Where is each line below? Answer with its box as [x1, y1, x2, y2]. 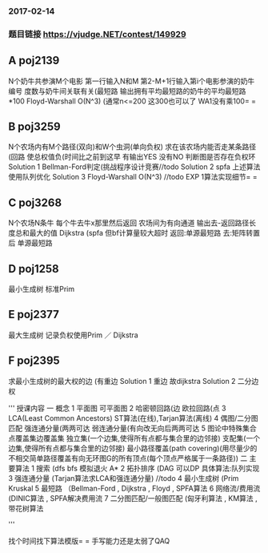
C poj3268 [8, 196, 62, 209]
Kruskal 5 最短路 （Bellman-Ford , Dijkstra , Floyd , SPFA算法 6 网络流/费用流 [8, 483, 261, 493]
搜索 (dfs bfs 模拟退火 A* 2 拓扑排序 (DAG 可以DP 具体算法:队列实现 [35, 463, 260, 473]
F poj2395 [8, 354, 60, 368]
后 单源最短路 [8, 238, 53, 248]
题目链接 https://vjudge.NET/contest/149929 [8, 28, 186, 39]
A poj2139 [8, 54, 60, 67]
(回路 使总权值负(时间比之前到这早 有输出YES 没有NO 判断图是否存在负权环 [8, 152, 256, 162]
